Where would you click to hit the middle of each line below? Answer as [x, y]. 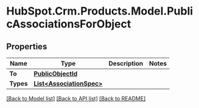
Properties [27, 46]
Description [126, 63]
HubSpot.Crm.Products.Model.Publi [100, 11]
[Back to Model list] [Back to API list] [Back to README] [76, 99]
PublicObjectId [55, 74]
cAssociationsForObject [69, 24]
